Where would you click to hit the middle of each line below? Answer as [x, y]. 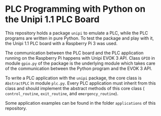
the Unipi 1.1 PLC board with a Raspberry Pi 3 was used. [61, 43]
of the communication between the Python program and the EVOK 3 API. [79, 68]
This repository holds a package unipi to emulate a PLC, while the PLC [77, 33]
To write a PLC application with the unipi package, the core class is [73, 78]
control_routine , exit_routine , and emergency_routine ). [62, 93]
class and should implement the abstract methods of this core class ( [75, 88]
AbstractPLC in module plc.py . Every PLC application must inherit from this [80, 83]
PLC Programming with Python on [75, 9]
